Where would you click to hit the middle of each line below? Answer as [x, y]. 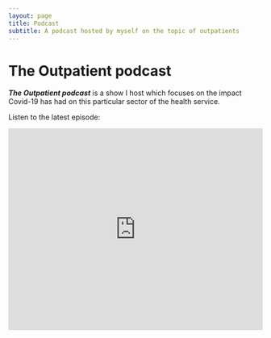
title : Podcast [34, 23]
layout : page [30, 16]
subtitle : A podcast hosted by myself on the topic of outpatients [124, 31]
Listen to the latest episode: [54, 117]
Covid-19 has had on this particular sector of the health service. [114, 102]
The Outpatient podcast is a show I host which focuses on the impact [125, 93]
